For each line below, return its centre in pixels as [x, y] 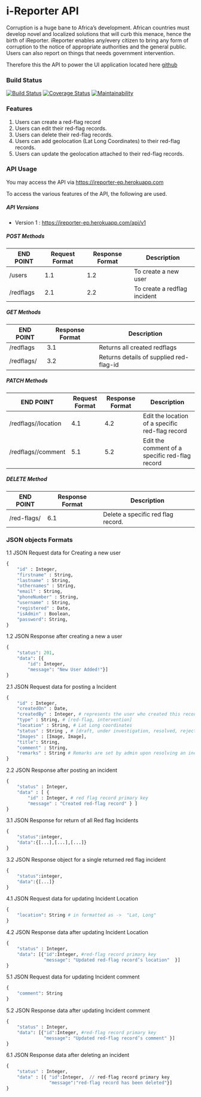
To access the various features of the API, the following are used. [87, 193]
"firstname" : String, [45, 575]
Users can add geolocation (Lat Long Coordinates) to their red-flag [98, 141]
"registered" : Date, [44, 608]
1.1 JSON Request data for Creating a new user [64, 553]
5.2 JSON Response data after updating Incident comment [78, 1011]
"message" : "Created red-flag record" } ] [83, 804]
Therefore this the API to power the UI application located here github [92, 65]
